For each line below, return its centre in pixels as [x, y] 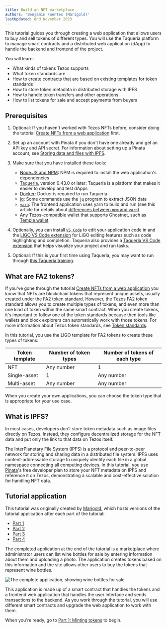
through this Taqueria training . [43, 261]
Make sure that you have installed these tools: [59, 163]
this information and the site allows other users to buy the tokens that [76, 565]
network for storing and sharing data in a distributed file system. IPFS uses [82, 454]
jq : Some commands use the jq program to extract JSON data [83, 199]
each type [129, 359]
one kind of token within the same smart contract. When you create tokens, [82, 310]
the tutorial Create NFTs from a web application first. [66, 133]
